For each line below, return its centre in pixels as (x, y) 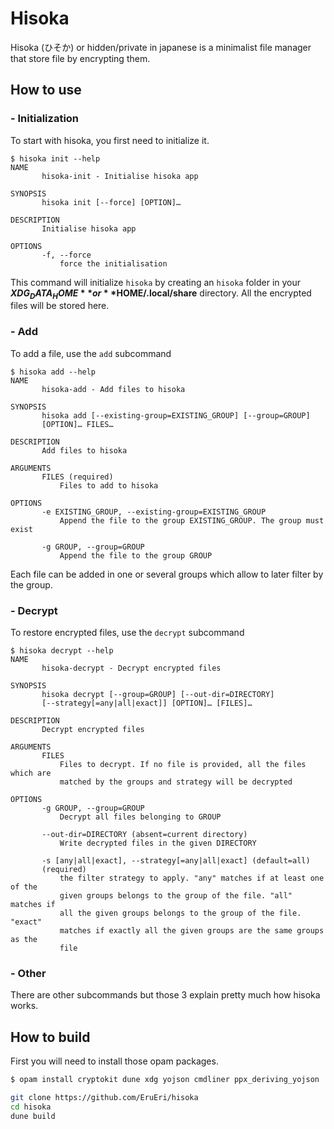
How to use (46, 90)
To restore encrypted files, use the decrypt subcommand (127, 633)
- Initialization (45, 119)
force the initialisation (113, 263)
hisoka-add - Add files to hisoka (113, 389)
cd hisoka (31, 1107)
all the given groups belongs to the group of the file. (180, 913)
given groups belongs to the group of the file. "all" (176, 896)
